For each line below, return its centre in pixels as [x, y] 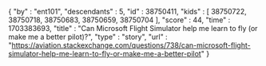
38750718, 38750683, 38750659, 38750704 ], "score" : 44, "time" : [119, 20]
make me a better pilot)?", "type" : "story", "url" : [88, 37]
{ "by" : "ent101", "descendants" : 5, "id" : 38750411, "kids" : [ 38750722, [127, 12]
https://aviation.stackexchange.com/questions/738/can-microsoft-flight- [131, 45]
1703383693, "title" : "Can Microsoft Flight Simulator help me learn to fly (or [133, 28]
